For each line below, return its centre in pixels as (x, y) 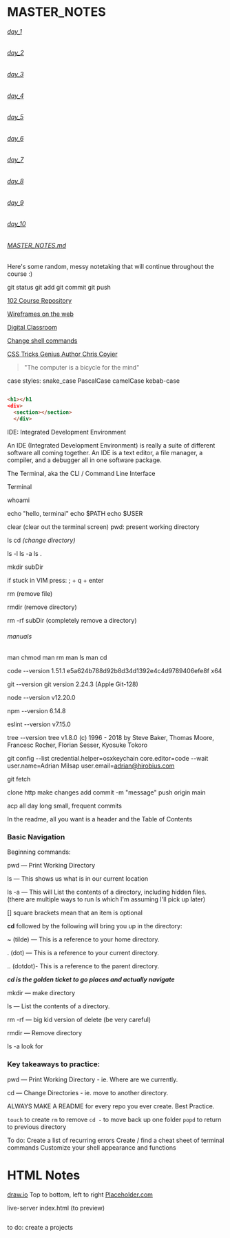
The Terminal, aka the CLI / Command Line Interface (81, 473)
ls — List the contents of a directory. (59, 1006)
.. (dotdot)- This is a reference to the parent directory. (83, 966)
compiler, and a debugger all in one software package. (84, 460)
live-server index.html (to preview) (56, 1208)
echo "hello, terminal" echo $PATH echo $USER (75, 513)
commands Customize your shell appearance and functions (92, 1147)
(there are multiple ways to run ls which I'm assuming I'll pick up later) (106, 899)
